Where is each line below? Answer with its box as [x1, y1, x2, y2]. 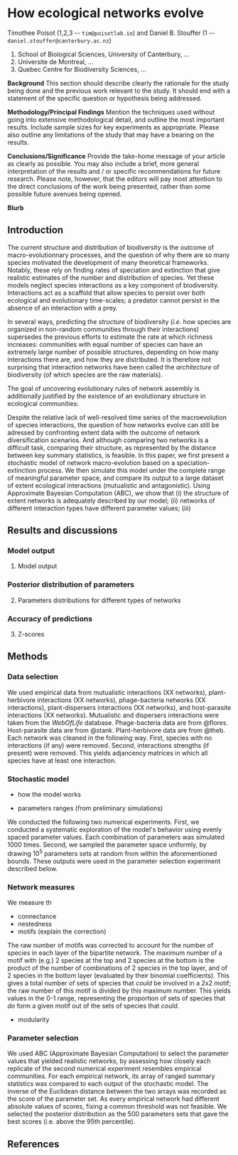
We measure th [7, 898, 52, 906]
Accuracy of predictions [7, 614, 93, 624]
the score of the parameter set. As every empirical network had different [7, 1094, 220, 1103]
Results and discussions [7, 525, 118, 537]
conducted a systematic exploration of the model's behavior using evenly [7, 825, 222, 834]
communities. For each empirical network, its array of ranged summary [7, 1072, 215, 1080]
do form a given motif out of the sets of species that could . [7, 1001, 180, 1010]
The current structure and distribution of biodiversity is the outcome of [7, 243, 215, 251]
